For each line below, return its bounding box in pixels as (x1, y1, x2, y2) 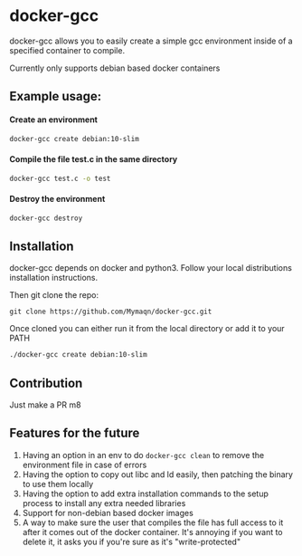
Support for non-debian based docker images (22, 507, 194, 518)
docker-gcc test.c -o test (9, 174, 111, 183)
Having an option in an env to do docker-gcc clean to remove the (22, 449, 265, 460)
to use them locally (22, 478, 94, 489)
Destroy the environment (9, 194, 106, 205)
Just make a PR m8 (9, 399, 81, 410)
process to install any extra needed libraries (22, 497, 186, 508)
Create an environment (9, 114, 98, 125)
